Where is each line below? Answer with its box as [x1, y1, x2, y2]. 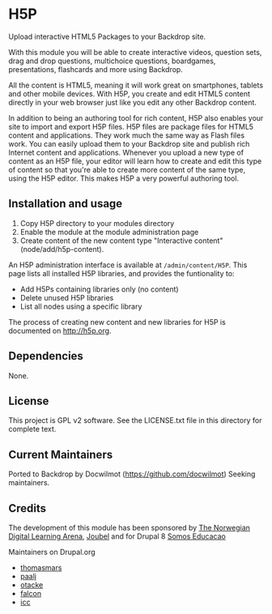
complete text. [8, 424, 57, 434]
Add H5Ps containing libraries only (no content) [19, 284, 180, 294]
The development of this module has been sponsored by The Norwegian [8, 523, 251, 532]
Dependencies [8, 349, 83, 363]
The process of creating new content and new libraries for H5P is [8, 317, 227, 326]
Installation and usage [8, 197, 123, 211]
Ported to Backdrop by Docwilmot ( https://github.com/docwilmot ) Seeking [8, 469, 256, 479]
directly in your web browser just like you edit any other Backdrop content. [8, 97, 257, 107]
